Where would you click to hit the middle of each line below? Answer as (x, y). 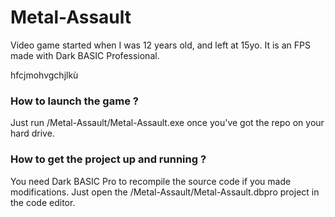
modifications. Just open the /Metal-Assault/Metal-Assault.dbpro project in (165, 192)
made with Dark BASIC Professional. (85, 55)
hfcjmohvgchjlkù (44, 75)
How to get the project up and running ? (108, 159)
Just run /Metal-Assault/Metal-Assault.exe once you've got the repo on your (167, 123)
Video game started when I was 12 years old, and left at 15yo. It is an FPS (160, 45)
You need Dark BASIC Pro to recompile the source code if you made (151, 181)
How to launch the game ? (74, 101)
